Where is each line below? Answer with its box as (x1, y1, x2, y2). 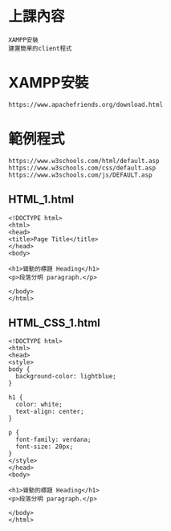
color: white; (15, 401, 63, 409)
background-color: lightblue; (15, 373, 116, 381)
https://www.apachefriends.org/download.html (8, 100, 163, 108)
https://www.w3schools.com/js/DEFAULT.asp (8, 170, 153, 179)
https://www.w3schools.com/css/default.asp (8, 164, 157, 172)
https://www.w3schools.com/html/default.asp (8, 157, 160, 165)
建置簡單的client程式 (8, 44, 72, 52)
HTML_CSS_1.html (8, 317, 100, 330)
